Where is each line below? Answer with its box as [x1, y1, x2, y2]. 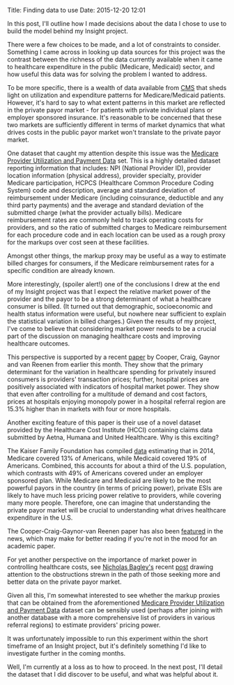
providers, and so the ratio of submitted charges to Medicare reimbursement [7, 223, 227, 231]
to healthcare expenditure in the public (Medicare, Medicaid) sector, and [7, 63, 215, 71]
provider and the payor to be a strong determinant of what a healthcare [7, 295, 212, 303]
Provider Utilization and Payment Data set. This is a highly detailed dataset [7, 156, 221, 165]
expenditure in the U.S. [7, 513, 73, 522]
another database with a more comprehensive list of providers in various [7, 614, 216, 621]
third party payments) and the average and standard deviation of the [7, 201, 204, 209]
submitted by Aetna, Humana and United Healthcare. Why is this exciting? [7, 433, 219, 441]
